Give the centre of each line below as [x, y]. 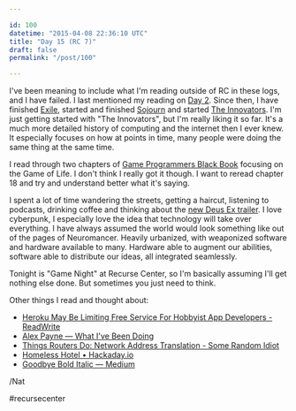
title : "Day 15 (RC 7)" [53, 42]
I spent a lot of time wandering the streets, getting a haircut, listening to [139, 201]
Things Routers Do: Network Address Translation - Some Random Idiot [151, 346]
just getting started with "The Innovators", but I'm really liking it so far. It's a [146, 119]
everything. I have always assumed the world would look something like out [147, 228]
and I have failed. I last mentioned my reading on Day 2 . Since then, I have [144, 100]
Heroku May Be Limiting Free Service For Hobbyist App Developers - [147, 317]
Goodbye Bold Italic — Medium [78, 364]
